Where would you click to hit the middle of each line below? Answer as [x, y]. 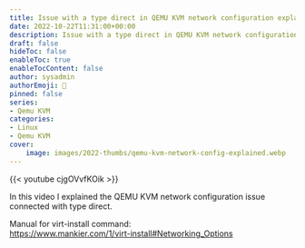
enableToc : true [40, 60]
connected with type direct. [61, 206]
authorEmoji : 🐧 [38, 85]
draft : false [34, 43]
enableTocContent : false [56, 69]
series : [24, 102]
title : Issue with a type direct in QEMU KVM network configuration [142, 18]
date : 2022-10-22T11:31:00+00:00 [73, 26]
